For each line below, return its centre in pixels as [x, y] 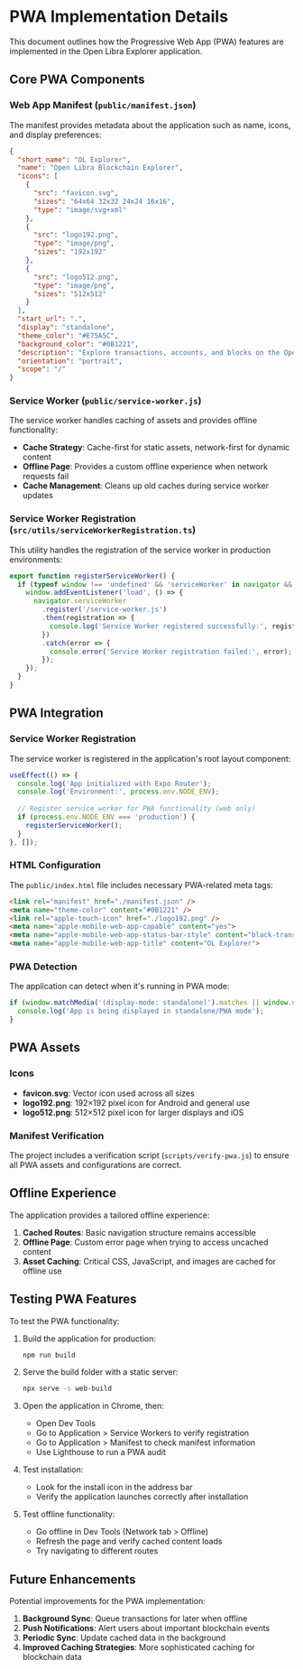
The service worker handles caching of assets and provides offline [133, 421]
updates [38, 496]
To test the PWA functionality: [64, 1321]
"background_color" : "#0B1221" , [78, 344]
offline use [42, 1271]
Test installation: [53, 1470]
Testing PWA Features [73, 1299]
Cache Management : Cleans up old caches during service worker [145, 486]
